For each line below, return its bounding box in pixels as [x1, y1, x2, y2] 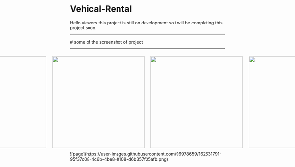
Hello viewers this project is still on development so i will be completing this [70, 20, 223, 25]
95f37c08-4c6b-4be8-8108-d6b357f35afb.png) [70, 156, 168, 162]
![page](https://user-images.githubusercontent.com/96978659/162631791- [70, 151, 222, 157]
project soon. [70, 24, 97, 30]
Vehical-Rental [70, 3, 132, 15]
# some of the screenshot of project [70, 39, 143, 45]
